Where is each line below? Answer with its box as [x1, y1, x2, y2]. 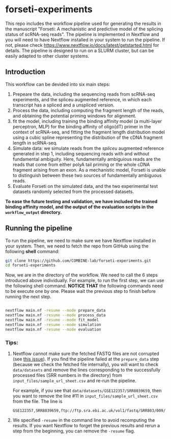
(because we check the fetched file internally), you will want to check [12, 361, 159, 367]
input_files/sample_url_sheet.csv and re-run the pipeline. [12, 377, 136, 383]
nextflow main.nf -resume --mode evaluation [5, 327, 101, 332]
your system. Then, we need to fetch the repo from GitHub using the [5, 243, 149, 249]
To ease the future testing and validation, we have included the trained [5, 198, 158, 204]
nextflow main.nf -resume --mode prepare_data [5, 308, 106, 313]
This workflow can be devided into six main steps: [5, 81, 110, 87]
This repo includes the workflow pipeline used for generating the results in [5, 20, 161, 26]
